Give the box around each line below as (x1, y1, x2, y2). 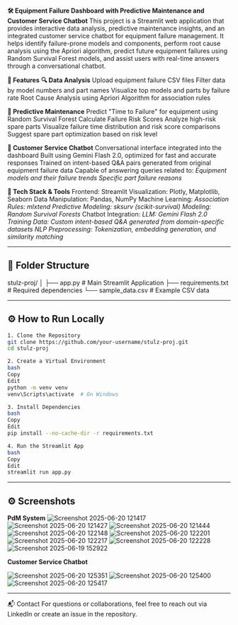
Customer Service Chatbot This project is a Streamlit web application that (7, 17, 225, 25)
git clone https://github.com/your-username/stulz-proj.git (7, 338, 189, 345)
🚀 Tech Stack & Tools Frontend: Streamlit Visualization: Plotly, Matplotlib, (7, 188, 220, 195)
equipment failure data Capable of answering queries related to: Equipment (7, 166, 227, 174)
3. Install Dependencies (7, 403, 81, 411)
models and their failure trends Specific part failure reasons (7, 173, 182, 182)
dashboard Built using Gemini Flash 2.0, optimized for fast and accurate (7, 151, 217, 159)
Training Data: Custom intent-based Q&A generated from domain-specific (7, 217, 225, 226)
